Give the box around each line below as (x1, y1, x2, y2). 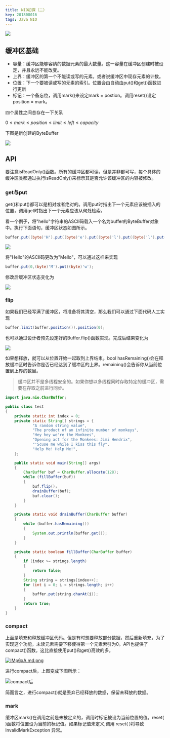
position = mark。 (12, 99, 50, 105)
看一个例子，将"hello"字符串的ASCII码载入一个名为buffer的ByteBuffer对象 (5, 218, 159, 224)
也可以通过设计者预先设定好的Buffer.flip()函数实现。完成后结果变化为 (5, 335, 149, 341)
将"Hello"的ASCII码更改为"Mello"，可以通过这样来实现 (5, 254, 118, 260)
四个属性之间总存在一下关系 (5, 109, 63, 115)
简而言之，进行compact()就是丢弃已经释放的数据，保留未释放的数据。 (5, 689, 151, 695)
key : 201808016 (5, 12, 37, 17)
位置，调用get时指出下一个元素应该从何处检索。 (5, 208, 105, 214)
